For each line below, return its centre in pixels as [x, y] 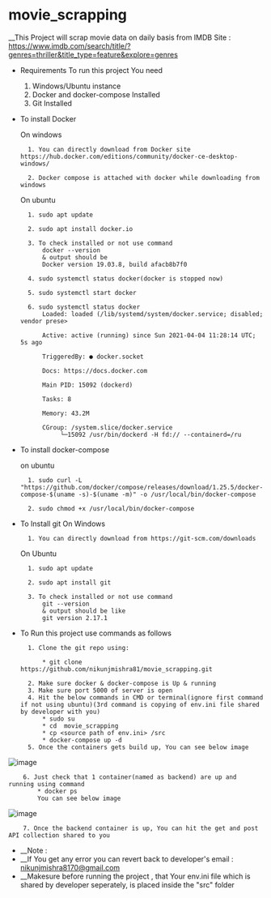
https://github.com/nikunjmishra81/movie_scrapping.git [116, 669]
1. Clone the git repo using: [78, 648]
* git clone [62, 662]
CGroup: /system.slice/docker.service [107, 427]
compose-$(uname [47, 494]
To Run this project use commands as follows [96, 633]
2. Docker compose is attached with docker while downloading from [144, 177]
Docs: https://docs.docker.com [95, 370]
